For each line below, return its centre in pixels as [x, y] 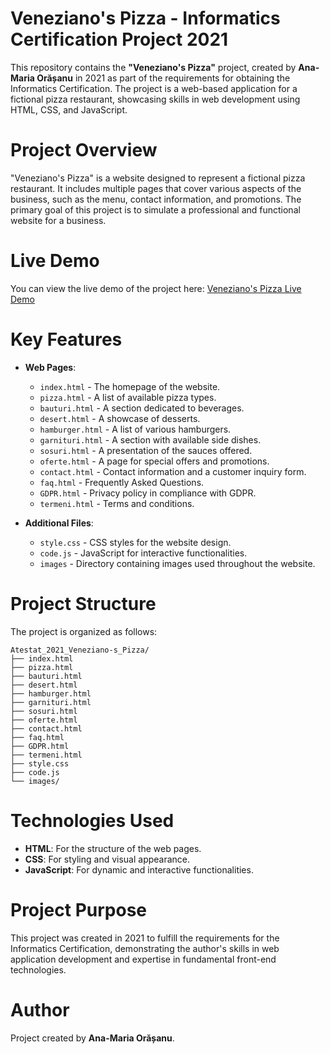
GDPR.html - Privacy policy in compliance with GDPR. [148, 493]
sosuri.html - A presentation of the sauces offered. [146, 450]
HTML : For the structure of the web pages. [113, 848]
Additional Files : [59, 523]
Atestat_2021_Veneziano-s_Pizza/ [80, 650]
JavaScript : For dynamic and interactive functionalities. [139, 869]
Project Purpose [79, 909]
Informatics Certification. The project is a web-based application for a [154, 88]
